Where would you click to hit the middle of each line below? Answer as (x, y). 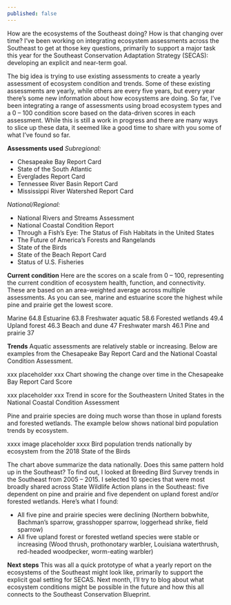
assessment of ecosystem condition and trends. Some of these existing (109, 83)
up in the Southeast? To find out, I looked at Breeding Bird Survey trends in (113, 472)
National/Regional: (34, 204)
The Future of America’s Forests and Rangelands (86, 240)
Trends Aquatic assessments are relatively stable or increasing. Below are (112, 346)
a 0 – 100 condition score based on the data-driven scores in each (101, 113)
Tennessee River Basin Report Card (68, 183)
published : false (32, 13)
